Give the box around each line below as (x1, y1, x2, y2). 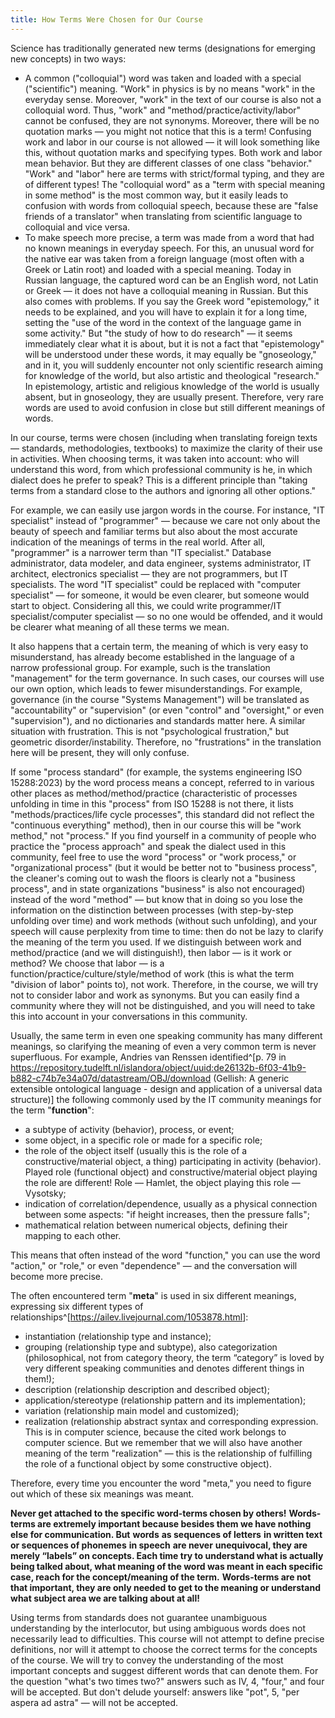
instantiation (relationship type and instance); (24, 1330, 212, 1342)
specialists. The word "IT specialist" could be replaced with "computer (10, 578, 302, 590)
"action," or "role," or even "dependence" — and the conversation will (10, 1259, 298, 1271)
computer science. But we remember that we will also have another (24, 1436, 303, 1448)
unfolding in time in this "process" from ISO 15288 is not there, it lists (10, 797, 294, 810)
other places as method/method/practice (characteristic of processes (10, 787, 298, 799)
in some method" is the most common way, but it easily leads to (24, 189, 289, 201)
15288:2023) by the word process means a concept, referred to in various (10, 776, 315, 788)
